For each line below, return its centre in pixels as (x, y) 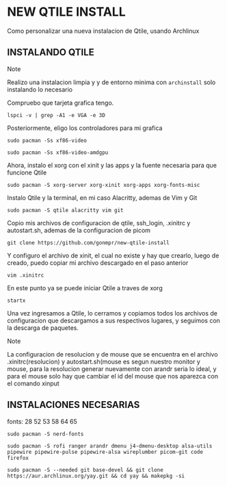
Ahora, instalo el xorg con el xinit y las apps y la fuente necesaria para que (112, 165)
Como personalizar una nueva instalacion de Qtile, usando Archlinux (103, 31)
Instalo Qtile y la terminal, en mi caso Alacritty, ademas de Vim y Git (102, 197)
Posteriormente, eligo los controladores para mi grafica (85, 128)
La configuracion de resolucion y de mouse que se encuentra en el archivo (112, 354)
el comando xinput (33, 383)
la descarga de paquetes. (43, 328)
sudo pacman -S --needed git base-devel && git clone (85, 470)
